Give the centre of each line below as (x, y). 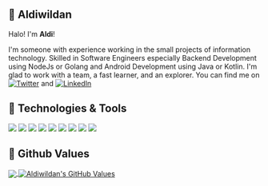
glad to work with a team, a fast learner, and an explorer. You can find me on (134, 75)
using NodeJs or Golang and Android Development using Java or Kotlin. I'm (133, 66)
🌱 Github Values (49, 154)
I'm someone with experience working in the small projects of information (129, 49)
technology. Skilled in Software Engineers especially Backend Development (133, 57)
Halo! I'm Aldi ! (32, 34)
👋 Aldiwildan (40, 15)
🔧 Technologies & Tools (68, 109)
